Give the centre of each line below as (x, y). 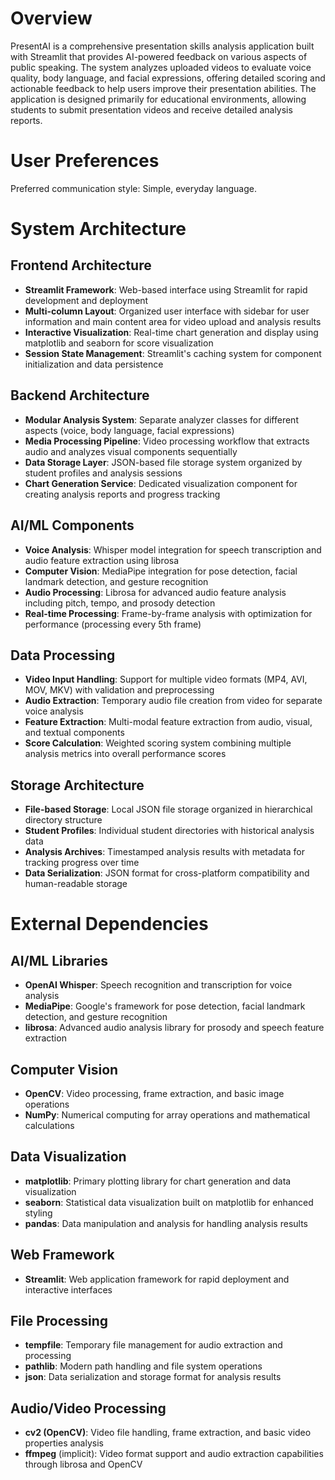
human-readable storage (76, 884)
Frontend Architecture (81, 265)
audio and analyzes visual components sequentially (131, 451)
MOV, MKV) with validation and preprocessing (119, 690)
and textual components (74, 733)
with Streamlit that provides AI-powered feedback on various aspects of (159, 56)
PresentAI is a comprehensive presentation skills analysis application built (162, 46)
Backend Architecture (80, 395)
